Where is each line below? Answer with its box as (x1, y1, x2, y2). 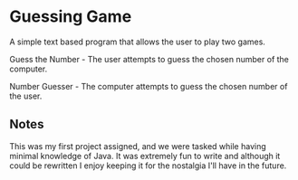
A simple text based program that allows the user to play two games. (9, 36, 265, 47)
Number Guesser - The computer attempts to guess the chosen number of (9, 81, 288, 91)
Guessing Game (9, 6, 132, 27)
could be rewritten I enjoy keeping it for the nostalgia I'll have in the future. (9, 160, 287, 171)
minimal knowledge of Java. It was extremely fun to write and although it (9, 150, 281, 161)
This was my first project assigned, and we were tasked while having (9, 140, 267, 151)
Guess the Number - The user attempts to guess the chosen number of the (9, 53, 290, 64)
